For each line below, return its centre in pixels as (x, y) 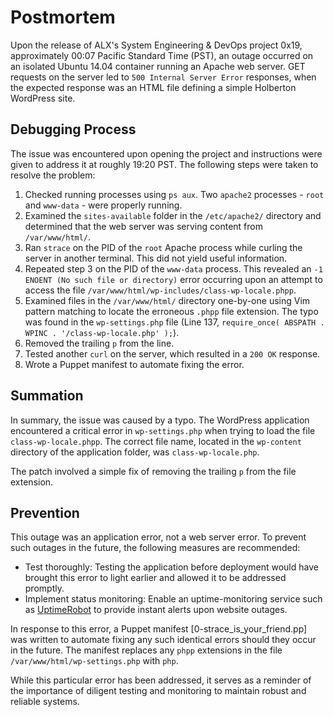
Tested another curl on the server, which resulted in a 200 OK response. (172, 353)
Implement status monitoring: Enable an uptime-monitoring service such (173, 599)
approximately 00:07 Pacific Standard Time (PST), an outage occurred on (162, 55)
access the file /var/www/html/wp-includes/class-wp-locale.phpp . (160, 290)
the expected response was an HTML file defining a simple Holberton (153, 87)
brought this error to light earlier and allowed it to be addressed (155, 578)
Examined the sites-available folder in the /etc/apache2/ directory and (173, 215)
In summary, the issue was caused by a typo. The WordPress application (160, 420)
